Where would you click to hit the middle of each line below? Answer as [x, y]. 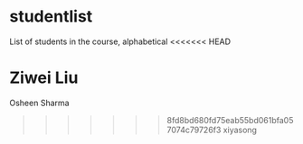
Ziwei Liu [44, 78]
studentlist [51, 17]
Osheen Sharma [39, 103]
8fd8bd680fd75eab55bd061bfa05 [230, 120]
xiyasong [240, 130]
